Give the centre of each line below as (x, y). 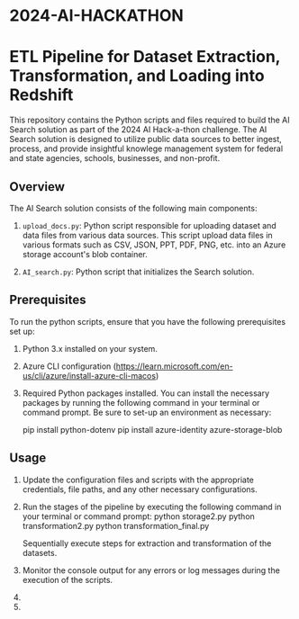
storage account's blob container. (85, 254)
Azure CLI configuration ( (69, 366)
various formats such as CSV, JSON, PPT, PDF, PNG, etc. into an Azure (154, 245)
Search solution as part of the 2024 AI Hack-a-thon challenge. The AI (138, 130)
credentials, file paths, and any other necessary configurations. (140, 489)
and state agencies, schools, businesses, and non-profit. (115, 158)
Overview (37, 187)
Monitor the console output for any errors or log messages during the (151, 570)
